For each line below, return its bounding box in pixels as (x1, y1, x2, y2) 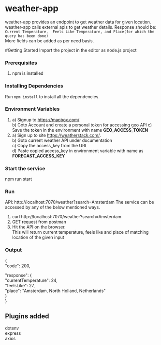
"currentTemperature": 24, (5, 277, 58, 283)
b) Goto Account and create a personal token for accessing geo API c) (12, 122, 152, 128)
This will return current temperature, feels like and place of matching (12, 229, 149, 235)
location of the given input (12, 234, 64, 241)
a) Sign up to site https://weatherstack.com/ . (12, 132, 101, 138)
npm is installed (12, 70, 44, 76)
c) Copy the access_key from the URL (12, 142, 88, 148)
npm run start (5, 176, 32, 182)
